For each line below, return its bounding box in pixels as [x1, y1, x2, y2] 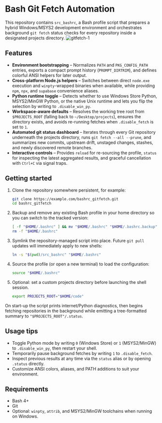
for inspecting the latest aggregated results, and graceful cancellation [12, 155, 151, 161]
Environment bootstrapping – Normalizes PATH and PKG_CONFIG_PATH [12, 62, 148, 68]
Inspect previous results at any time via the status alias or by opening [12, 355, 151, 361]
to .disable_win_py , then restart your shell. [12, 345, 98, 351]
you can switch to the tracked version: [12, 215, 88, 221]
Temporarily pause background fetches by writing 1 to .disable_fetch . [12, 350, 153, 356]
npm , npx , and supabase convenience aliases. [12, 88, 99, 93]
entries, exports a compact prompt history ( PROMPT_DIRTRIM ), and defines [12, 67, 157, 73]
